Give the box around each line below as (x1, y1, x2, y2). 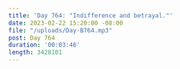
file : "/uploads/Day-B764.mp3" (8, 26, 113, 34)
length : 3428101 (8, 48, 62, 56)
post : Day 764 (8, 33, 56, 42)
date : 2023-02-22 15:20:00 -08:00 (8, 19, 124, 27)
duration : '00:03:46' (8, 41, 81, 49)
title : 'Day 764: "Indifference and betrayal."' (8, 11, 174, 20)
